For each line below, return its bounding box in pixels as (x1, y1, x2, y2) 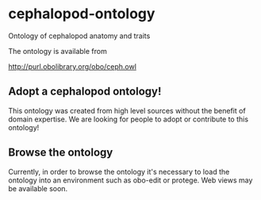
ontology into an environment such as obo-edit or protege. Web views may (8, 175, 253, 185)
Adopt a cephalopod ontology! (8, 85, 162, 98)
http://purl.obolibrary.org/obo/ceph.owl (8, 61, 137, 71)
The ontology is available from (8, 46, 107, 56)
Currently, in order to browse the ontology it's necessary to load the (8, 167, 230, 176)
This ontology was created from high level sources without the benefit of (8, 106, 246, 115)
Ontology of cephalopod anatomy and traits (8, 31, 151, 40)
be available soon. (8, 183, 68, 193)
